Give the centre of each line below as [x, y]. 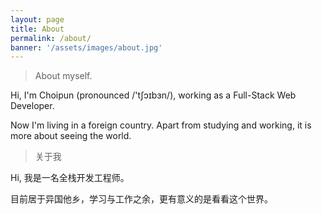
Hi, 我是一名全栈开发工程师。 [70, 178]
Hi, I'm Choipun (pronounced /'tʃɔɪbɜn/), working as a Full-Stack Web [153, 95]
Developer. [32, 106]
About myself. [63, 76]
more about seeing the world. [71, 136]
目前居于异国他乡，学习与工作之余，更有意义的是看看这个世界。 [141, 199]
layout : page [37, 19]
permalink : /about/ [51, 38]
